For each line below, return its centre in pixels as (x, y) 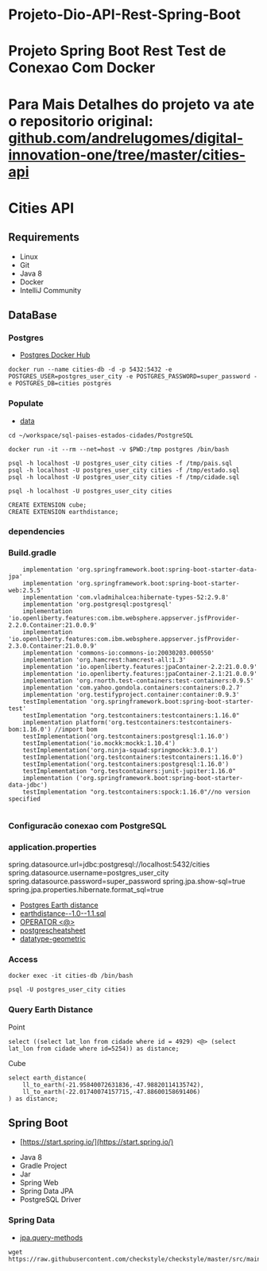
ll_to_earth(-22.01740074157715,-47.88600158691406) (112, 1091)
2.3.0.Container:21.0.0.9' (53, 646)
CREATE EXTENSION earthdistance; (64, 512)
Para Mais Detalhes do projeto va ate (132, 104)
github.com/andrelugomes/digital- (126, 138)
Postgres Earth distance (59, 905)
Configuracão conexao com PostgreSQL (87, 825)
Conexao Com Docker (82, 68)
